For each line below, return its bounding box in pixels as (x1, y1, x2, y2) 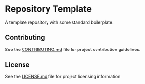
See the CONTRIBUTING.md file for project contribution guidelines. (5, 46, 141, 52)
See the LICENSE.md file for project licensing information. (5, 73, 121, 79)
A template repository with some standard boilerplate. (5, 19, 114, 25)
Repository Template (5, 3, 92, 15)
